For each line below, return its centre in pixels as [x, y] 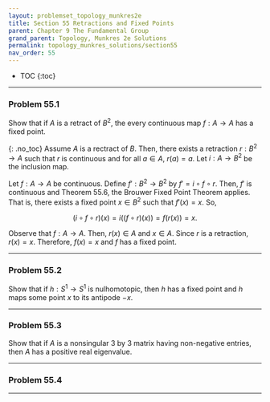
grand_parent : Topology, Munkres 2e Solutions [88, 38]
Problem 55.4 [35, 380]
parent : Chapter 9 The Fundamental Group [79, 30]
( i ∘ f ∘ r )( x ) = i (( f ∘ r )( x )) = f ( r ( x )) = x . [135, 217]
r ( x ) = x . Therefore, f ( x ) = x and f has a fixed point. [92, 242]
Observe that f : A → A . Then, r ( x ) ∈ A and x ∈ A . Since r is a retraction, [129, 233]
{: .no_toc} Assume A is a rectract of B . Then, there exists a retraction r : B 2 [133, 148]
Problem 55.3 [35, 326]
